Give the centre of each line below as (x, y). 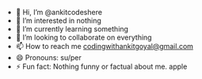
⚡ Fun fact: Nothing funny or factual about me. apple (101, 66)
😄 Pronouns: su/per (48, 58)
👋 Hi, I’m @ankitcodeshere (59, 12)
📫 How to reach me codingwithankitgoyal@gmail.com (105, 46)
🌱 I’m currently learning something (72, 29)
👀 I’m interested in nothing (58, 21)
